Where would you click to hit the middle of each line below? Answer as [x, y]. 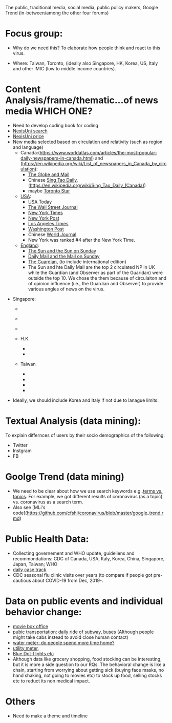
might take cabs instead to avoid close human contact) [71, 637]
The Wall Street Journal [53, 207]
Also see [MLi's [29, 507]
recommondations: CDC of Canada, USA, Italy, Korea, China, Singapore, [89, 558]
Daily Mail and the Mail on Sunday [64, 256]
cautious [22, 580]
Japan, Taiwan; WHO [35, 564]
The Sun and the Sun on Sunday [62, 250]
